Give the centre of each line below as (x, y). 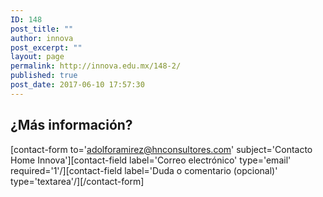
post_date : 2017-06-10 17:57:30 (77, 85)
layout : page (37, 57)
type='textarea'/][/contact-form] (77, 181)
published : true (44, 76)
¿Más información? (71, 125)
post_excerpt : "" (46, 47)
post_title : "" (42, 29)
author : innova (42, 38)
